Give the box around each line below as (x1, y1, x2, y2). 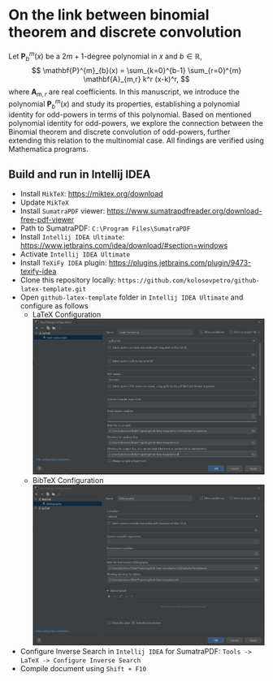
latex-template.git (19, 286, 87, 294)
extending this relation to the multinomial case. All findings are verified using (8, 136, 264, 145)
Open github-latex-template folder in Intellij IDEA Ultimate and (19, 292, 244, 302)
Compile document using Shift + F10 (19, 664, 147, 674)
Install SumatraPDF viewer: (19, 206, 106, 216)
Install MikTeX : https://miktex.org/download (19, 189, 164, 199)
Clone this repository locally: (19, 275, 116, 285)
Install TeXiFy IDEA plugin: (19, 258, 107, 268)
